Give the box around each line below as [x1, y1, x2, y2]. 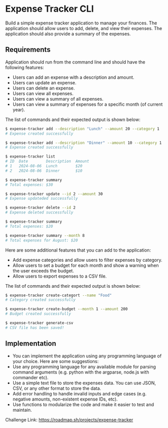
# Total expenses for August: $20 [5, 237, 78, 243]
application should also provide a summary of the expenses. [5, 30, 131, 37]
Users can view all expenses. [12, 90, 74, 97]
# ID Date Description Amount [5, 159, 90, 164]
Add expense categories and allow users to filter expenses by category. [12, 257, 163, 263]
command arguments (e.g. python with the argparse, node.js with [12, 369, 149, 375]
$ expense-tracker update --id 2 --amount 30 [5, 191, 103, 196]
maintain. [12, 407, 32, 413]
